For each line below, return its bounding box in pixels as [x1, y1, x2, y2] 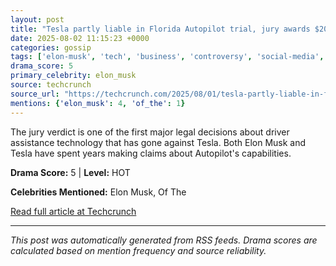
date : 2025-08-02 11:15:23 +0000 [10, 33, 150, 43]
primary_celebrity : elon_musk [10, 71, 137, 81]
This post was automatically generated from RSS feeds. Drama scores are [10, 234, 318, 246]
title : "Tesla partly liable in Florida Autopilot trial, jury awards [10, 24, 311, 34]
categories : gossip [10, 42, 92, 53]
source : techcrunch [10, 80, 92, 90]
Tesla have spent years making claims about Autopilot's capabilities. [10, 147, 292, 159]
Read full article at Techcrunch [10, 205, 137, 217]
